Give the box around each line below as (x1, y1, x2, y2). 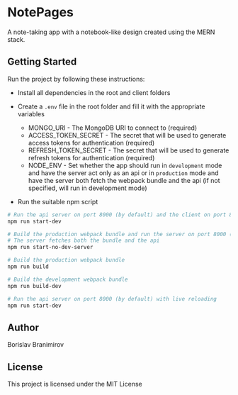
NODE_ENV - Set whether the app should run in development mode (28, 161, 222, 169)
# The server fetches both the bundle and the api (7, 237, 160, 245)
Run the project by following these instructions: (7, 74, 145, 83)
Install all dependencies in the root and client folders (17, 88, 171, 96)
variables (17, 109, 45, 118)
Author (7, 321, 39, 333)
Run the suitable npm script (17, 197, 98, 206)
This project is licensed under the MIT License (7, 380, 143, 388)
